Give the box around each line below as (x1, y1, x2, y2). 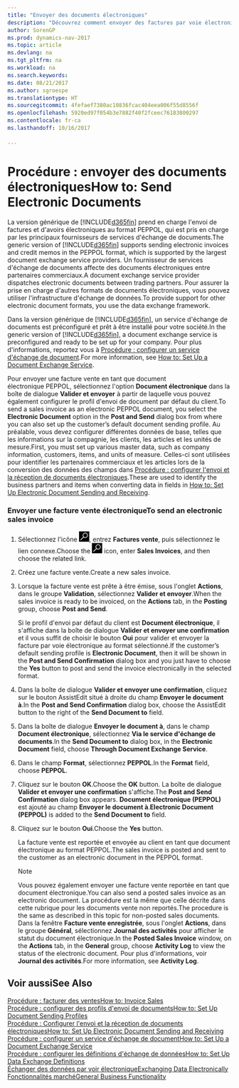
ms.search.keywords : (7, 71, 69, 79)
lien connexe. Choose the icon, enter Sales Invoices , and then (17, 546, 211, 555)
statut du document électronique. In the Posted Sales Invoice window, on (17, 934, 232, 942)
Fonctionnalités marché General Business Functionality (7, 1072, 166, 1081)
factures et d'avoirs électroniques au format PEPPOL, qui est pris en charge (7, 225, 229, 233)
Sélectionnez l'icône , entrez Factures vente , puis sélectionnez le (17, 535, 221, 543)
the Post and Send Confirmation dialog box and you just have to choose (17, 656, 231, 665)
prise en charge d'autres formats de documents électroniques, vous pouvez (7, 286, 230, 294)
